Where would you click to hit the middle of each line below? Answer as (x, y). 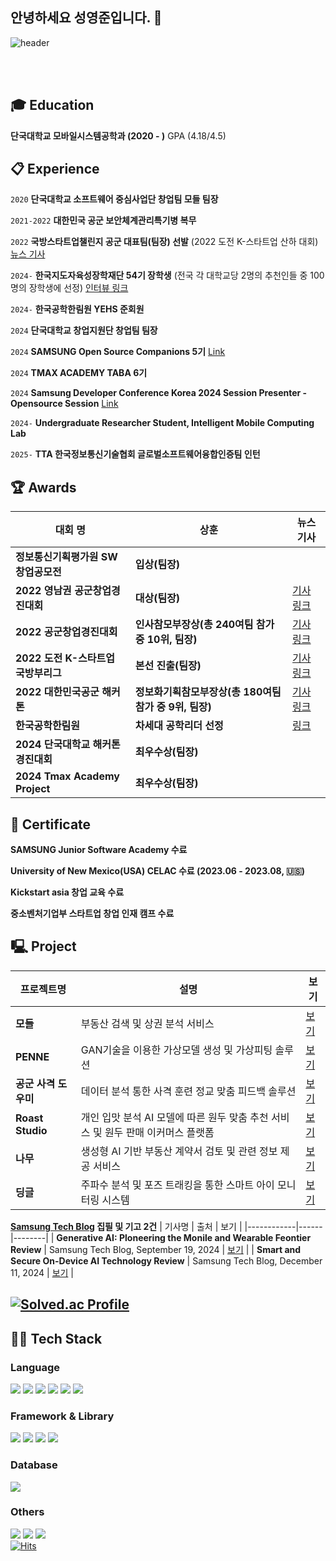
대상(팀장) (157, 598)
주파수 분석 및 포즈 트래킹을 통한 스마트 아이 (177, 1185)
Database (34, 1465)
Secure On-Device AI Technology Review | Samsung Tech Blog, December (166, 1260)
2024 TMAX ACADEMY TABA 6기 (79, 373)
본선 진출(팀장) (168, 666)
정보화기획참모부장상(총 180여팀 (208, 692)
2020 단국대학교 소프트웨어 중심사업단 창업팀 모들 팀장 (114, 199)
